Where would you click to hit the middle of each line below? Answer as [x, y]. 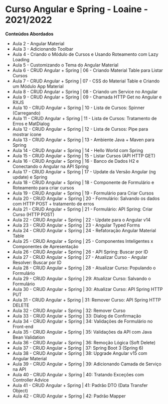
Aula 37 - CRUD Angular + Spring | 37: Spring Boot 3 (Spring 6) [78, 348]
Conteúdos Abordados [29, 34]
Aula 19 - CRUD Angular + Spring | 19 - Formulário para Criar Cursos [83, 193]
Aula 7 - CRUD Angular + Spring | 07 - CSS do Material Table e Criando [86, 81]
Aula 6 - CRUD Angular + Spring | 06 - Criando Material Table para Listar [88, 70]
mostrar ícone [27, 134]
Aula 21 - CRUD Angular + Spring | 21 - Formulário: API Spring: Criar [82, 209]
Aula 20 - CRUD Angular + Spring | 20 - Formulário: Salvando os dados [86, 198]
